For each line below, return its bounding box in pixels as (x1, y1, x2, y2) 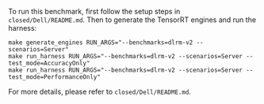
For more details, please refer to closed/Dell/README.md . (8, 87, 192, 96)
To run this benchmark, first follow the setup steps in (8, 7, 181, 16)
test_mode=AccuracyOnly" (8, 59, 90, 67)
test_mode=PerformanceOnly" (8, 73, 101, 81)
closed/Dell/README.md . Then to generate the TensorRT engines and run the (8, 15, 256, 24)
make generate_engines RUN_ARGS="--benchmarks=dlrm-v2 (8, 39, 193, 46)
